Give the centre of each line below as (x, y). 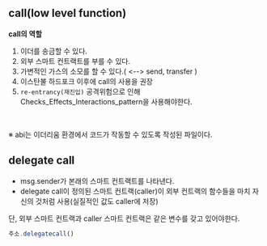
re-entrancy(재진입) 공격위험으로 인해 (80, 91)
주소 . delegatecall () (41, 234)
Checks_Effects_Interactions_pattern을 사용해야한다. (106, 101)
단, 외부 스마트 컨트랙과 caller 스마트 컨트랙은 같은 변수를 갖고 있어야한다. (124, 218)
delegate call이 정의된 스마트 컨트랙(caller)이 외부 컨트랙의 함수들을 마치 (135, 191)
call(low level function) (68, 13)
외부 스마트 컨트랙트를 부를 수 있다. (75, 61)
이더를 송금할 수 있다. (53, 51)
